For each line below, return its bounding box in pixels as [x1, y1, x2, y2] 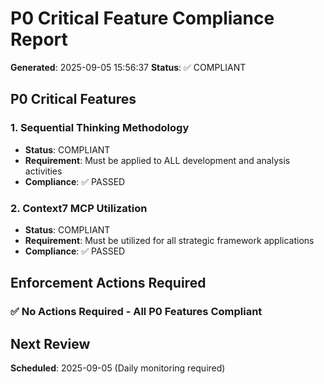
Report [10, 28, 68, 51]
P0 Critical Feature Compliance [10, 7, 275, 30]
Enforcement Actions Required [10, 275, 207, 292]
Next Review [10, 335, 91, 352]
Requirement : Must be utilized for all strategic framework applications [24, 234, 315, 246]
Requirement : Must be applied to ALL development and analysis [24, 154, 291, 166]
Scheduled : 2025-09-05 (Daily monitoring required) [10, 362, 226, 374]
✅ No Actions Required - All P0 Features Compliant [10, 305, 263, 319]
